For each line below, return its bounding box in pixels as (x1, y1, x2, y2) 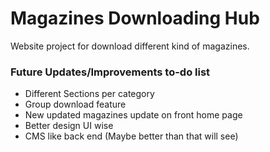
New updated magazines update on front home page (24, 109, 243, 121)
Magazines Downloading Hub (10, 7, 260, 30)
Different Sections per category (24, 88, 155, 100)
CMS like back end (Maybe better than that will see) (24, 130, 239, 142)
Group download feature (24, 98, 127, 111)
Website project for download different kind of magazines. (10, 40, 250, 52)
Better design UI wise (24, 120, 114, 132)
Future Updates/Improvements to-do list (10, 65, 211, 79)
